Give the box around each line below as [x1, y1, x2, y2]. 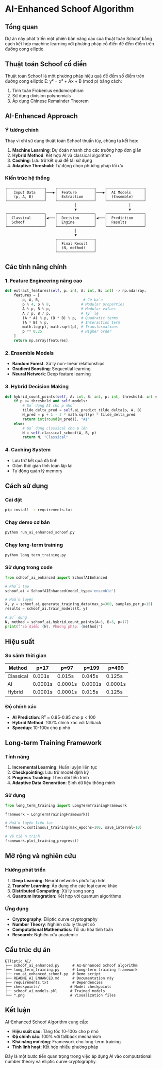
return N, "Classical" [22, 435, 68, 440]
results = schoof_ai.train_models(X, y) [5, 606, 88, 611]
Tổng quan [5, 23, 38, 31]
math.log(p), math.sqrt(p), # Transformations [22, 324, 118, 329]
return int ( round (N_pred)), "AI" [22, 417, 90, 422]
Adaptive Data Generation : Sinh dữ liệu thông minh [12, 780, 115, 786]
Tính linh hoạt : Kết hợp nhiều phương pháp [12, 1044, 98, 1050]
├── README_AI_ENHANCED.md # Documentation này [5, 976, 114, 980]
